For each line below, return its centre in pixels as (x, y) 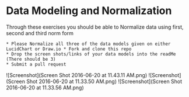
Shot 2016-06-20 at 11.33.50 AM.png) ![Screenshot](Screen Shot (104, 81)
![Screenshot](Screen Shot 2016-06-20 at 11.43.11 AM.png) (77, 75)
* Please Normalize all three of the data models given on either (88, 44)
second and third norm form (40, 33)
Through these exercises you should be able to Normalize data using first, (95, 27)
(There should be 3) (31, 59)
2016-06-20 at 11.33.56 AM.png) (45, 87)
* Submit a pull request (36, 64)
